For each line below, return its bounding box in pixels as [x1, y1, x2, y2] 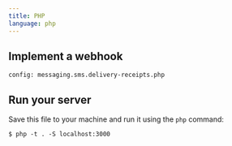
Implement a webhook [8, 49, 123, 63]
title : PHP [8, 11, 45, 20]
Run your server [8, 92, 92, 106]
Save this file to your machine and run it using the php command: [8, 114, 225, 124]
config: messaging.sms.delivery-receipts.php [8, 71, 165, 79]
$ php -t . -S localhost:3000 [8, 131, 111, 139]
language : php [8, 19, 57, 28]
